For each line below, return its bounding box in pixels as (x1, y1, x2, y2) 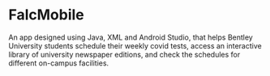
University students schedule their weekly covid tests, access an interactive (8, 40, 262, 50)
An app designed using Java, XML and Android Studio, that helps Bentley (8, 32, 253, 42)
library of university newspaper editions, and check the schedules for (8, 49, 241, 59)
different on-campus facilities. (8, 58, 109, 68)
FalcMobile (8, 6, 85, 24)
